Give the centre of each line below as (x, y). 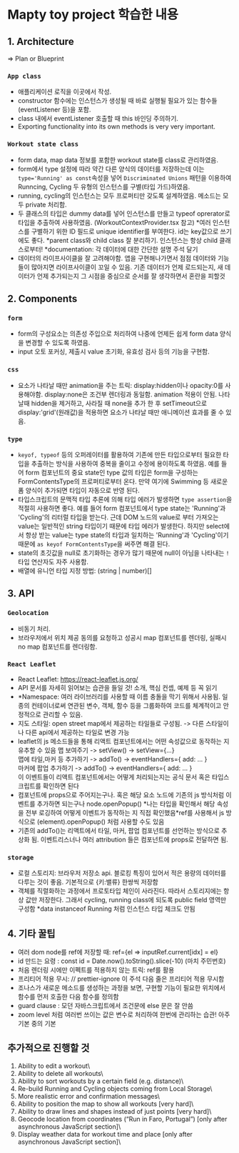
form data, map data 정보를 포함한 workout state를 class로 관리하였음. (118, 160)
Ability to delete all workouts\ (60, 1073)
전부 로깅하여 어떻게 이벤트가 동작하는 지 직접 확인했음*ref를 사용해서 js (125, 812)
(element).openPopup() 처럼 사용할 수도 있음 (101, 822)
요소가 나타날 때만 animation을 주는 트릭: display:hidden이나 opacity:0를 (120, 385)
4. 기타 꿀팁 (31, 933)
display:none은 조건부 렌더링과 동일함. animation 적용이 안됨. (131, 394)
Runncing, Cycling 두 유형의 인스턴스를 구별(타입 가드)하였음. (104, 186)
